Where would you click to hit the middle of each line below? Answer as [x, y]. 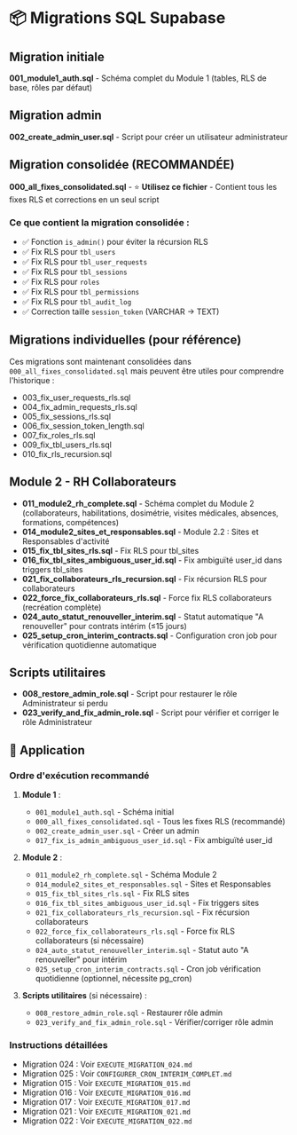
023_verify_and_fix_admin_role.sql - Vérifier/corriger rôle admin [154, 1022]
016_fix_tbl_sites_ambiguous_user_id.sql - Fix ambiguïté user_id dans [152, 560]
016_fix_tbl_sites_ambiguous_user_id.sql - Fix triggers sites [147, 903]
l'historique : [32, 380]
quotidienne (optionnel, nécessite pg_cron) [113, 979]
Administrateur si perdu [65, 704]
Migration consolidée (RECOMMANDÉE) [122, 165]
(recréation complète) [62, 607]
